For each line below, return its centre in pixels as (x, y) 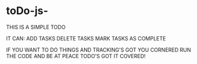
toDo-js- (27, 11)
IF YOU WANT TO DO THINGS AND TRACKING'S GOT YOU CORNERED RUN (98, 50)
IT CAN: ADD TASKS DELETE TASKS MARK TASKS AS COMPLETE (86, 38)
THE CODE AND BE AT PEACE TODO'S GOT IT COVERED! (76, 56)
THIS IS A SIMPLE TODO (36, 27)
